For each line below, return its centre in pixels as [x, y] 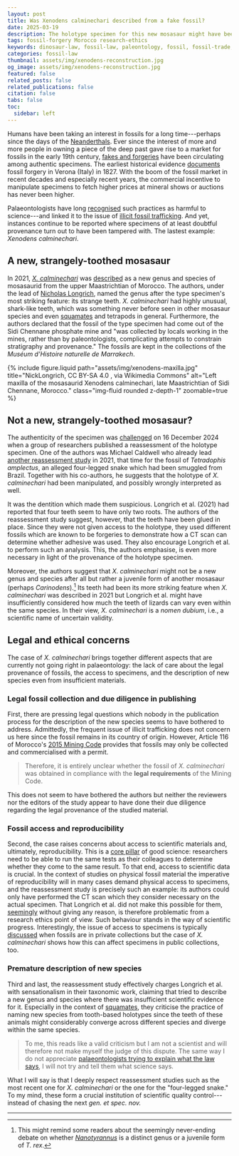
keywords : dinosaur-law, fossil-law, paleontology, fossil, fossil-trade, [121, 47]
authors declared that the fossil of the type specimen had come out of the [116, 323]
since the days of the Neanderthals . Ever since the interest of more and [112, 141]
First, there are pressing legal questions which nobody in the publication [113, 715]
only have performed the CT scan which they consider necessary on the [113, 897]
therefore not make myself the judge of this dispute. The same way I [125, 1051]
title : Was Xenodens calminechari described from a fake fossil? [106, 21]
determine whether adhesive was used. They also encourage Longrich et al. [119, 542]
